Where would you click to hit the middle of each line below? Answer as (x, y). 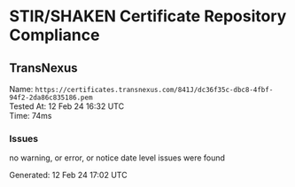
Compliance (54, 35)
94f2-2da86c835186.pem (51, 97)
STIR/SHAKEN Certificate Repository (148, 16)
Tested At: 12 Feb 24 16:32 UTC (67, 106)
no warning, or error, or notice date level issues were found (117, 158)
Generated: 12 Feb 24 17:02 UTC (68, 175)
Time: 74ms (31, 116)
